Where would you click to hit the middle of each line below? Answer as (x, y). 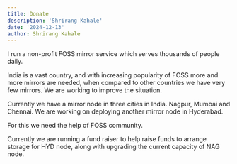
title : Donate (28, 14)
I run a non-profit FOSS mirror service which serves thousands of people (114, 54)
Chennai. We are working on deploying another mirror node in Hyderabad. (115, 111)
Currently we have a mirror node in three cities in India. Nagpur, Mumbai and (119, 104)
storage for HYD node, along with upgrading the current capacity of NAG (114, 147)
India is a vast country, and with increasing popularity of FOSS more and (113, 75)
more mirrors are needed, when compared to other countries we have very (116, 83)
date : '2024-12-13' (36, 27)
